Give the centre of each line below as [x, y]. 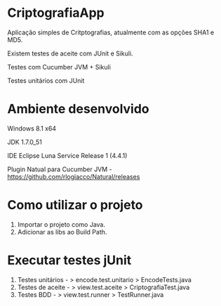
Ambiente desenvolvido [78, 109]
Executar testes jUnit [69, 260]
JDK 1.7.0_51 [25, 142]
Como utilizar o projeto [75, 205]
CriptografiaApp [56, 13]
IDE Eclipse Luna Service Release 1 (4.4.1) [67, 155]
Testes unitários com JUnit [46, 80]
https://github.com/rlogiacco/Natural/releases [74, 176]
